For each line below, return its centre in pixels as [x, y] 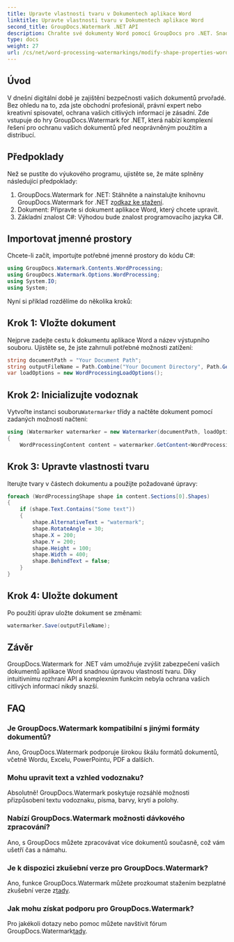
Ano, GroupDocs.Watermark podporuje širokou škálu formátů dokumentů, [113, 752]
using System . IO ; [32, 281]
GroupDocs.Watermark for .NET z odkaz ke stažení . [91, 202]
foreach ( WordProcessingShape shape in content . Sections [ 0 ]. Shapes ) [109, 496]
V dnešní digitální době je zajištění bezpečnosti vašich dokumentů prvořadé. [117, 98]
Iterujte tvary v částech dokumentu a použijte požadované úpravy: [103, 483]
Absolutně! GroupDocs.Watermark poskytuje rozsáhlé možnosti [99, 793]
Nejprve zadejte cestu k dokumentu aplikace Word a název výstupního [109, 340]
